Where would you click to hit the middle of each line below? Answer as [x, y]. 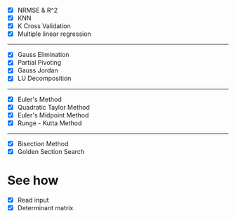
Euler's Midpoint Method [53, 115]
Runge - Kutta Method [50, 123]
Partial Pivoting [39, 63]
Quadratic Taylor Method [53, 107]
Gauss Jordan [38, 70]
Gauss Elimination [43, 55]
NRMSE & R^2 [38, 10]
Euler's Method [39, 99]
